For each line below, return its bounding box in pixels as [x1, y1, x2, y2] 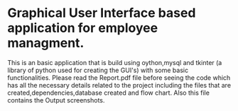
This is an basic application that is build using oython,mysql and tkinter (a [7, 58, 222, 66]
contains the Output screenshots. [7, 95, 105, 104]
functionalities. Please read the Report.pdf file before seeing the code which [7, 73, 231, 82]
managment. [7, 35, 85, 51]
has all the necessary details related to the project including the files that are [7, 81, 232, 89]
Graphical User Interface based [7, 5, 196, 21]
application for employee [7, 20, 158, 36]
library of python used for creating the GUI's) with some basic [7, 66, 189, 74]
